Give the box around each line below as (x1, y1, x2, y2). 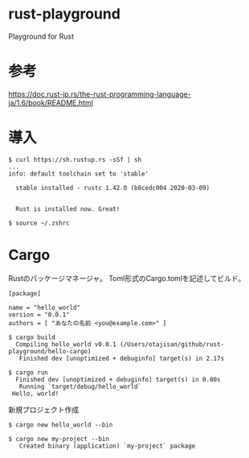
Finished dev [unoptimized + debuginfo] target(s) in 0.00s (15, 375, 221, 383)
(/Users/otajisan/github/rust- (119, 340, 225, 349)
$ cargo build (8, 333, 56, 341)
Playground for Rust (8, 31, 75, 41)
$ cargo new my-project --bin (8, 435, 110, 443)
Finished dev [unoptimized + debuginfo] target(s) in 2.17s (18, 354, 225, 362)
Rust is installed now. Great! (15, 204, 120, 213)
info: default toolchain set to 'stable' (8, 170, 149, 178)
